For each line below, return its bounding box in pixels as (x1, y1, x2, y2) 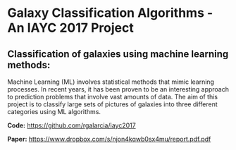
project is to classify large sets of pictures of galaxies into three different (7, 100, 218, 108)
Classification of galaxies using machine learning (7, 48, 229, 60)
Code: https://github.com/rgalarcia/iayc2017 (7, 121, 136, 130)
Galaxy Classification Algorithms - (7, 5, 213, 21)
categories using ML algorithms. (7, 108, 101, 115)
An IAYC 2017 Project (7, 20, 134, 36)
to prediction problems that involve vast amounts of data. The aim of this (7, 93, 218, 101)
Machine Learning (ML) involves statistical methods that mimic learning (7, 77, 215, 86)
